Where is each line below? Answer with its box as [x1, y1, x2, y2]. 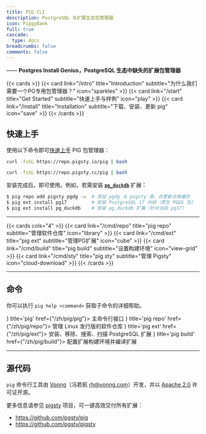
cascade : [6, 32, 29, 38]
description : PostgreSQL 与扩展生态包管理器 [6, 15, 113, 21]
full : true [6, 26, 34, 33]
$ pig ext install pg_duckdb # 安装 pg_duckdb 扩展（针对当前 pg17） [6, 205, 187, 212]
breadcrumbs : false [6, 44, 56, 50]
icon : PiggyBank [6, 20, 48, 26]
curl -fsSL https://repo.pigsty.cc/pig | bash [6, 169, 128, 176]
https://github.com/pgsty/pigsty [15, 420, 96, 427]
